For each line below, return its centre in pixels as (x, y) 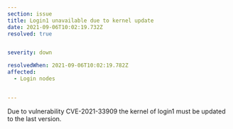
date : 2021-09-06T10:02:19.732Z (55, 27)
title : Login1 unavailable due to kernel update (81, 21)
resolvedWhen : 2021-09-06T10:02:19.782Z (68, 66)
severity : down (30, 53)
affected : (22, 72)
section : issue (30, 14)
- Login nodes (34, 79)
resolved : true (30, 34)
